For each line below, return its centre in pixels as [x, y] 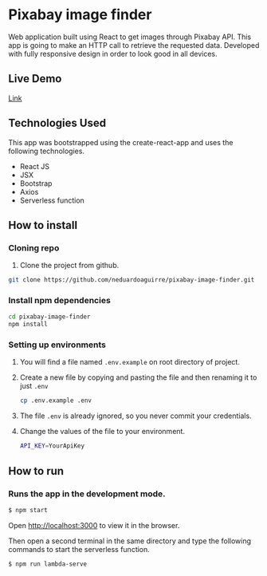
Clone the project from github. [69, 266]
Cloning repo [34, 247]
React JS [35, 166]
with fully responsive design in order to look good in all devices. [113, 53]
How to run [36, 471]
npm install [28, 325]
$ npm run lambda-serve [48, 564]
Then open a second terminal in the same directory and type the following [130, 541]
